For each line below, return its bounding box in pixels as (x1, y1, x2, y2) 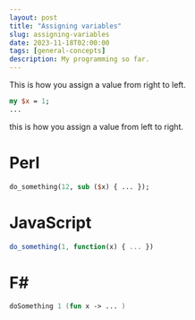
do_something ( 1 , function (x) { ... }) (9, 242, 154, 251)
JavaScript (9, 212, 92, 233)
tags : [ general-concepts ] (9, 47, 106, 56)
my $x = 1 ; (9, 97, 50, 106)
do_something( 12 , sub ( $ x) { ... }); (9, 182, 150, 191)
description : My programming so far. (9, 55, 150, 64)
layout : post (9, 13, 58, 22)
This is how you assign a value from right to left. (9, 80, 186, 90)
